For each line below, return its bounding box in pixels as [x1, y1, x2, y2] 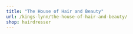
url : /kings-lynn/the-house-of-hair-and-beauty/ [6, 14, 128, 20]
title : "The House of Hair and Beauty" [6, 8, 104, 14]
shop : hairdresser [6, 19, 51, 25]
